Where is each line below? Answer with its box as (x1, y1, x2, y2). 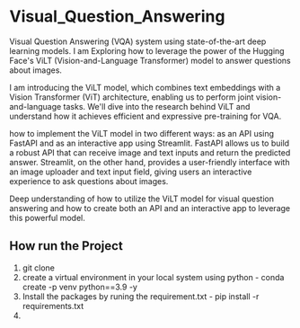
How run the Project (9, 238, 123, 253)
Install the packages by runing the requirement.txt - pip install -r (22, 290, 260, 302)
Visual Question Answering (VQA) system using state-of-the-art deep (9, 36, 267, 47)
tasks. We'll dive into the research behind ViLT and (63, 101, 251, 111)
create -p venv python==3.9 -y (22, 281, 137, 292)
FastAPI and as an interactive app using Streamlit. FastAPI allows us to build (9, 137, 290, 148)
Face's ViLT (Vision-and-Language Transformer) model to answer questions (9, 55, 291, 66)
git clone (22, 262, 56, 273)
